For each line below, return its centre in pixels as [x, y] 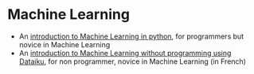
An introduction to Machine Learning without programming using [125, 53]
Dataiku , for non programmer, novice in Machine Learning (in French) [132, 61]
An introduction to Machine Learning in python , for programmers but [131, 36]
